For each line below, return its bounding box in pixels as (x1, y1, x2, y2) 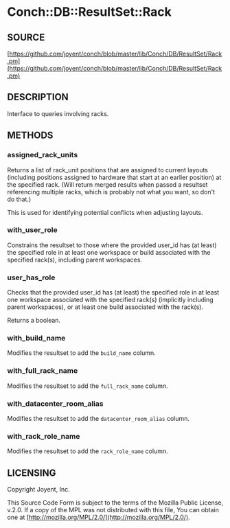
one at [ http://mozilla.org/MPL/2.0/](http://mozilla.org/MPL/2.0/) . (7, 513, 190, 522)
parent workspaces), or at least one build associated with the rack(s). (7, 303, 204, 311)
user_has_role (7, 273, 56, 282)
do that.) (7, 195, 32, 203)
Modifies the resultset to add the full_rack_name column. (7, 382, 168, 390)
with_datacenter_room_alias (7, 399, 104, 409)
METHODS (7, 130, 54, 141)
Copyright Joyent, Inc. (7, 485, 70, 494)
